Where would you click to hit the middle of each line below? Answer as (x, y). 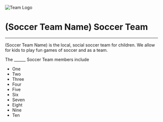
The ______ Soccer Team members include (47, 59)
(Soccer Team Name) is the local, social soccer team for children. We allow (80, 45)
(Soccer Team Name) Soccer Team (76, 27)
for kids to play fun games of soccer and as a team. (57, 50)
